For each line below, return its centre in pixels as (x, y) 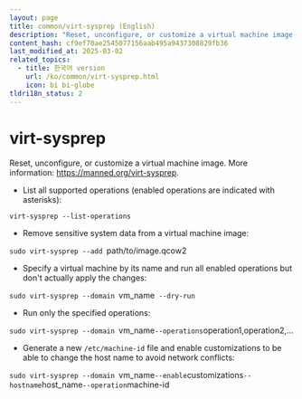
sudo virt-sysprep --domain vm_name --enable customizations (127, 375)
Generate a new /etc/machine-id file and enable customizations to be (152, 348)
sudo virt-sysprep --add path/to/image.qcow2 (98, 251)
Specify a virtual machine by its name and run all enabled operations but (157, 269)
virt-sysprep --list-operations (70, 217)
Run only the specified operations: (86, 313)
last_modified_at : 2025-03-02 (66, 52)
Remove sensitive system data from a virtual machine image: (136, 233)
